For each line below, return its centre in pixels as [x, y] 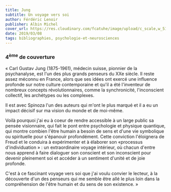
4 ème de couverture [30, 57]
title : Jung [18, 10]
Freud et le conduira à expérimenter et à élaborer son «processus [74, 142]
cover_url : [17, 29]
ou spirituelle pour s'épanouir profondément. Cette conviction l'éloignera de [85, 136]
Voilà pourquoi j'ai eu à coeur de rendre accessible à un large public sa [80, 120]
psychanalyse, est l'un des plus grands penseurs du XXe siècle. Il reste [80, 74]
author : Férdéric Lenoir [32, 19]
